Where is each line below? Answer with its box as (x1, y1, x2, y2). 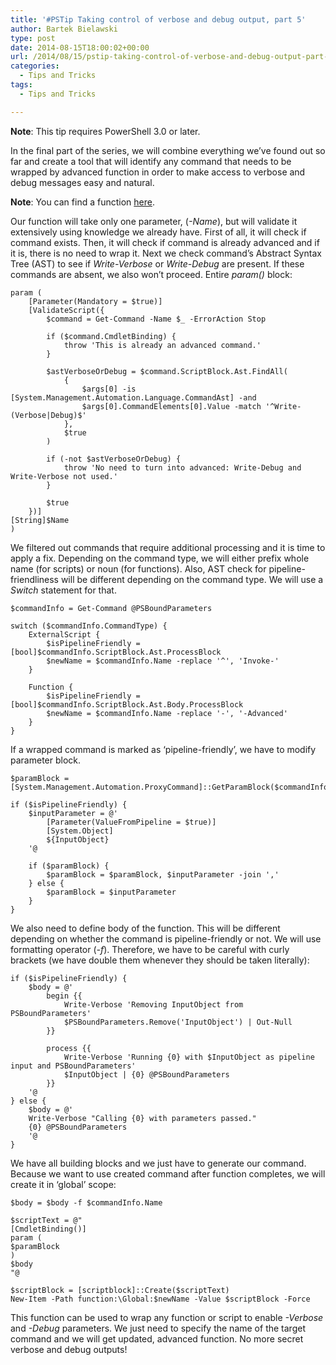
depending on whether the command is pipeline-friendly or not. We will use (10, 932, 322, 945)
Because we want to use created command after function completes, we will (10, 1167, 326, 1180)
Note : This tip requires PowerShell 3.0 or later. (10, 125, 201, 137)
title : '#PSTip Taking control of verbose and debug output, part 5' (10, 14, 307, 25)
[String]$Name (10, 515, 70, 525)
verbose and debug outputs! (10, 1343, 128, 1355)
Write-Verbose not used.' (10, 471, 118, 481)
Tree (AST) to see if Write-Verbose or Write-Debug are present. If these (10, 257, 305, 270)
